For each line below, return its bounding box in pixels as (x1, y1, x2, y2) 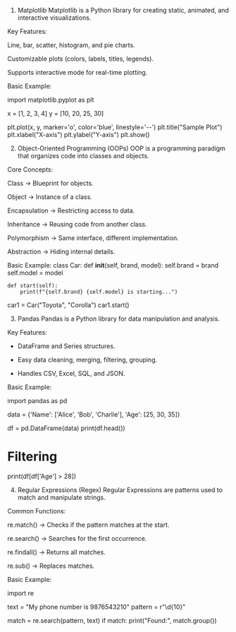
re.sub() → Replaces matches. (7, 561, 95, 570)
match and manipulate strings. (17, 493, 106, 501)
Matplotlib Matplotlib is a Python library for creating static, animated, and (17, 6, 229, 14)
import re (7, 589, 34, 597)
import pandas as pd (7, 397, 68, 405)
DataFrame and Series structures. (17, 342, 116, 350)
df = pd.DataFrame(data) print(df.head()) (7, 424, 125, 432)
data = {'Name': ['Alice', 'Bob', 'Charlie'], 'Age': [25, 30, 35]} (7, 410, 180, 419)
